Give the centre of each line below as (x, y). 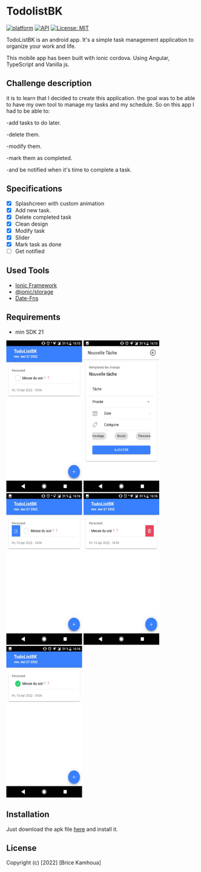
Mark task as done (38, 244)
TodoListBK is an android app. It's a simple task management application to (100, 39)
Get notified (30, 251)
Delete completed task (43, 217)
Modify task (30, 230)
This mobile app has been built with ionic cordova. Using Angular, (88, 58)
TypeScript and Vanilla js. (38, 64)
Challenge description (49, 83)
